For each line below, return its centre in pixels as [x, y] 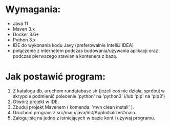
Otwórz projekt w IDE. [36, 102]
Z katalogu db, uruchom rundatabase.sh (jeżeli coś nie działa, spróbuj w [89, 91]
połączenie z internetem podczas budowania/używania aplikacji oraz [86, 51]
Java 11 [20, 23]
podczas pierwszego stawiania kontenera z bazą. [65, 56]
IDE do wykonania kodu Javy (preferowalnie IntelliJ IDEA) [73, 45]
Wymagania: [33, 9]
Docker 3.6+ [26, 34]
